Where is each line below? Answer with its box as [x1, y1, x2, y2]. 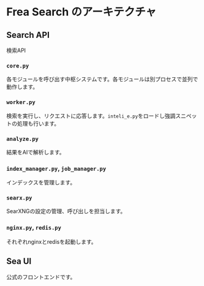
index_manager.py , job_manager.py [6, 164, 107, 173]
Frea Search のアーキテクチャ [6, 5, 157, 19]
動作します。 [6, 83, 39, 91]
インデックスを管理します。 [6, 179, 76, 186]
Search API [6, 29, 50, 40]
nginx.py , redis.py [6, 224, 61, 232]
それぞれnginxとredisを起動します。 [6, 238, 97, 245]
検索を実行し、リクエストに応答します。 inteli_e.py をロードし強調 [6, 112, 176, 119]
